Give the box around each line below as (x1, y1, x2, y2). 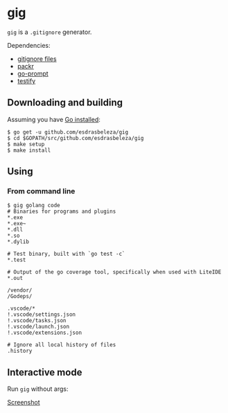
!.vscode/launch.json (7, 324, 70, 331)
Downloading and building (7, 97, 123, 109)
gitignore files (17, 54, 57, 63)
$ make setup (7, 141, 45, 148)
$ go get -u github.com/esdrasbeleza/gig (7, 128, 129, 136)
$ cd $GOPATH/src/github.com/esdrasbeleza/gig (7, 134, 144, 141)
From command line (7, 186, 76, 196)
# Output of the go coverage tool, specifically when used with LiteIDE (7, 269, 222, 276)
